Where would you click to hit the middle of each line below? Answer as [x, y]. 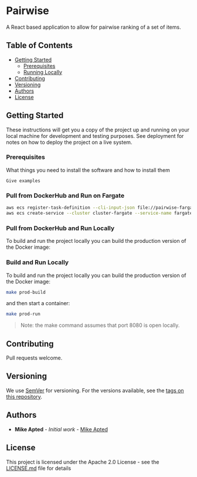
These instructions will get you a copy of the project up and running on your [98, 130]
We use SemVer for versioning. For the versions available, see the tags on [95, 390]
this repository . [24, 397]
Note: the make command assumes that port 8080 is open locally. [100, 325]
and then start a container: [38, 303]
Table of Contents [40, 45]
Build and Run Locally [38, 262]
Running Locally [43, 72]
